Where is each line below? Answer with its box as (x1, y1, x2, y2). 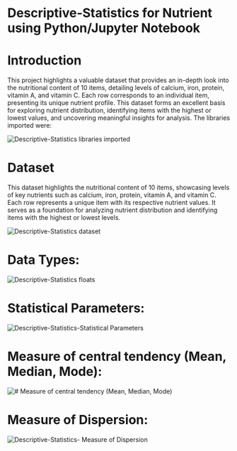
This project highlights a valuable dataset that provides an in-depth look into (7, 76, 229, 84)
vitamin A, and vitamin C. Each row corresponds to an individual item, (7, 91, 210, 100)
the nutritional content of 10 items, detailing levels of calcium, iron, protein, (7, 84, 225, 92)
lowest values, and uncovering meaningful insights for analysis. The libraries (7, 113, 231, 122)
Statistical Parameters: (7, 300, 145, 316)
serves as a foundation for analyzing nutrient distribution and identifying (7, 206, 218, 214)
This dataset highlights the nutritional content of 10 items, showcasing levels (7, 183, 230, 192)
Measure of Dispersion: (7, 412, 149, 428)
